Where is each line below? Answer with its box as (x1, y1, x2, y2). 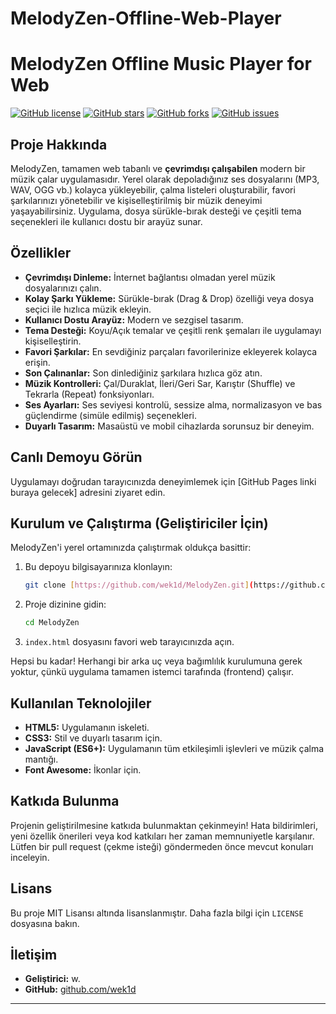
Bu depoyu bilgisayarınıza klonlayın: (24, 561, 173, 573)
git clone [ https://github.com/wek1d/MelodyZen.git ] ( (24, 580, 254, 591)
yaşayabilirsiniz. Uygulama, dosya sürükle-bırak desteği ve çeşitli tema (10, 205, 302, 217)
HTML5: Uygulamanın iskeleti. (24, 721, 150, 733)
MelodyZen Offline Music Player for (10, 53, 312, 76)
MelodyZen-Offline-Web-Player (10, 7, 282, 30)
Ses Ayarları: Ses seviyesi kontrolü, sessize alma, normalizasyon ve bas (24, 398, 323, 411)
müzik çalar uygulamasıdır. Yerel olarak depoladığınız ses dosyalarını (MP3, (10, 173, 320, 185)
